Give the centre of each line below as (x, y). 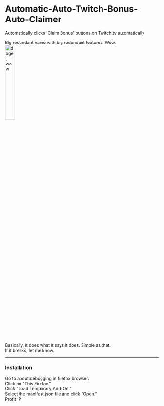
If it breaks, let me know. (30, 350)
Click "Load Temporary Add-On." (38, 389)
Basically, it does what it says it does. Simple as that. (58, 345)
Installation (19, 367)
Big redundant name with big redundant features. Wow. (61, 42)
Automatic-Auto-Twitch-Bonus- (72, 9)
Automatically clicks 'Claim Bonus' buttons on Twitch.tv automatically (75, 33)
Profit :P (13, 399)
